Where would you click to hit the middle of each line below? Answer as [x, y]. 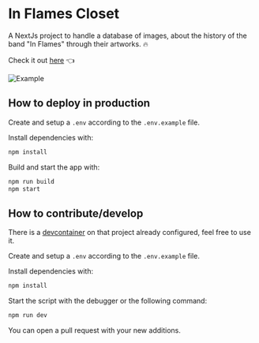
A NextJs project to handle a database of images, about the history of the [128, 35]
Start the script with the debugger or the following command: [108, 301]
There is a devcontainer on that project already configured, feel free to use [129, 233]
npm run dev [28, 315]
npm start [24, 189]
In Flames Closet [64, 14]
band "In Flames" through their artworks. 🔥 [78, 43]
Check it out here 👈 [41, 60]
